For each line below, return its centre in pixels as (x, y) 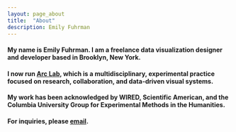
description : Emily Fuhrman (49, 27)
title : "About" (31, 21)
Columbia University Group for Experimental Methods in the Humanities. (116, 105)
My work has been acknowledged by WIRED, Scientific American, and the (118, 97)
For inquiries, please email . (48, 121)
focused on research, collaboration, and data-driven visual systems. (111, 81)
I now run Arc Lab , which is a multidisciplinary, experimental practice (111, 73)
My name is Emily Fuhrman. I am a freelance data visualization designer (115, 50)
